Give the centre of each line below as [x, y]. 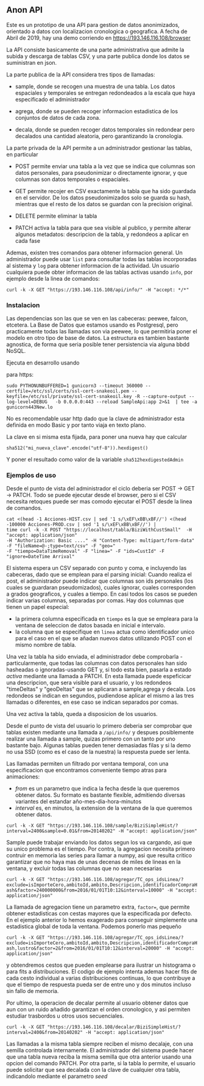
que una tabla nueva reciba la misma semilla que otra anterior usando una [99, 1057]
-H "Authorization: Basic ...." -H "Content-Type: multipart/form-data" [100, 541]
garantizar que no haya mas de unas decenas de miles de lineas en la [93, 862]
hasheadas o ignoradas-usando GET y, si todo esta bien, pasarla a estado [99, 670]
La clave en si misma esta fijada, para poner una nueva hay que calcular [97, 437]
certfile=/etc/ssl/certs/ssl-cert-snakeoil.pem [68, 391]
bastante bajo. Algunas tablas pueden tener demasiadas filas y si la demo [99, 745]
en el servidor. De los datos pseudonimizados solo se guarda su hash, [103, 198]
